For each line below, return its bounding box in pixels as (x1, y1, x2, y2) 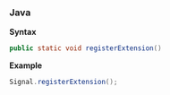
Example (9, 60, 43, 71)
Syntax (9, 27, 37, 38)
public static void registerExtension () (9, 44, 163, 53)
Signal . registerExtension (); (9, 78, 118, 87)
